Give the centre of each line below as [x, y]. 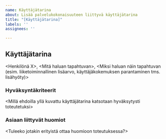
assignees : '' [20, 29]
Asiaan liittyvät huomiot [35, 120]
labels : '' [17, 24]
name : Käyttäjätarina [28, 10]
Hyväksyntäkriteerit [31, 90]
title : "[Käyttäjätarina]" [34, 19]
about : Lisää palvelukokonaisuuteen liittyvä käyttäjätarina [72, 15]
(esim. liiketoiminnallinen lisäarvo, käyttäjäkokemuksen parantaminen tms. [83, 71]
